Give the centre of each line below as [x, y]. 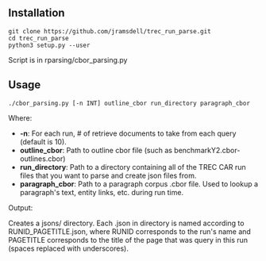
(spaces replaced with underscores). [68, 248]
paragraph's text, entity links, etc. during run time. [102, 192]
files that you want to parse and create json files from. [108, 175]
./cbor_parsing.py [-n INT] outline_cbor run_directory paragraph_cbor [129, 103]
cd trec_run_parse [39, 38]
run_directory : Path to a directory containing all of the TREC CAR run [133, 167]
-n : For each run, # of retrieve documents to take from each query [128, 133]
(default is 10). [43, 141]
